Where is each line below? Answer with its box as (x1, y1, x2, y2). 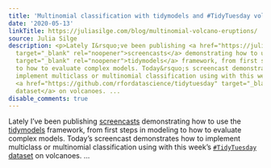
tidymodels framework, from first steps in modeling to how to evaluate (8, 125, 242, 135)
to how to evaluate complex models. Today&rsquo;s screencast (15, 65, 229, 73)
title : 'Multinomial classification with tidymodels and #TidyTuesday (8, 11, 251, 20)
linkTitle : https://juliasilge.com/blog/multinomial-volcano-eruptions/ (8, 27, 258, 35)
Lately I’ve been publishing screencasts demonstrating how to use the (8, 116, 242, 126)
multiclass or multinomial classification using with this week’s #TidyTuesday (8, 142, 256, 152)
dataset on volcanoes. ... (8, 151, 90, 161)
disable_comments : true (8, 94, 89, 103)
